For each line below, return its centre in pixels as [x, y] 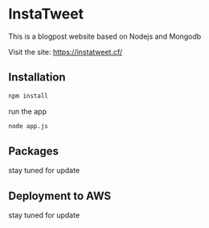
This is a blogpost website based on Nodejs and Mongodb [105, 36]
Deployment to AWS [60, 195]
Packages [33, 151]
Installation [37, 77]
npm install [28, 96]
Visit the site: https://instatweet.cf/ [66, 52]
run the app [27, 111]
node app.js [28, 126]
